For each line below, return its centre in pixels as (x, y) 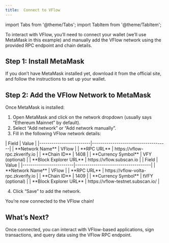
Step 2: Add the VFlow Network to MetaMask (78, 95)
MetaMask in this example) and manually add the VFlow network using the (83, 40)
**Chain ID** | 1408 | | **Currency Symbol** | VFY (97, 154)
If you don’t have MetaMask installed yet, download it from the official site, (83, 74)
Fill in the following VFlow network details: (57, 134)
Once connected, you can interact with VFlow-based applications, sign (80, 230)
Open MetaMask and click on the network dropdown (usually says (82, 117)
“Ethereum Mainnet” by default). (46, 123)
